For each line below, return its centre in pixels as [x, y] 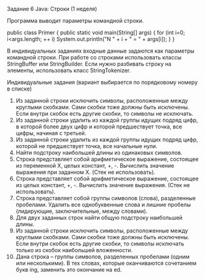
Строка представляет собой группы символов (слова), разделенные [106, 198]
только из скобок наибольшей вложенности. [74, 250]
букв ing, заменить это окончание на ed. [69, 270]
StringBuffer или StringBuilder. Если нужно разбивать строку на [89, 64]
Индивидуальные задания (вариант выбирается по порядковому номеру [102, 82]
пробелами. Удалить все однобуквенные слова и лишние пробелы [103, 205]
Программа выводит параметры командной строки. [75, 20]
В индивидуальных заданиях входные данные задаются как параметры [101, 51]
